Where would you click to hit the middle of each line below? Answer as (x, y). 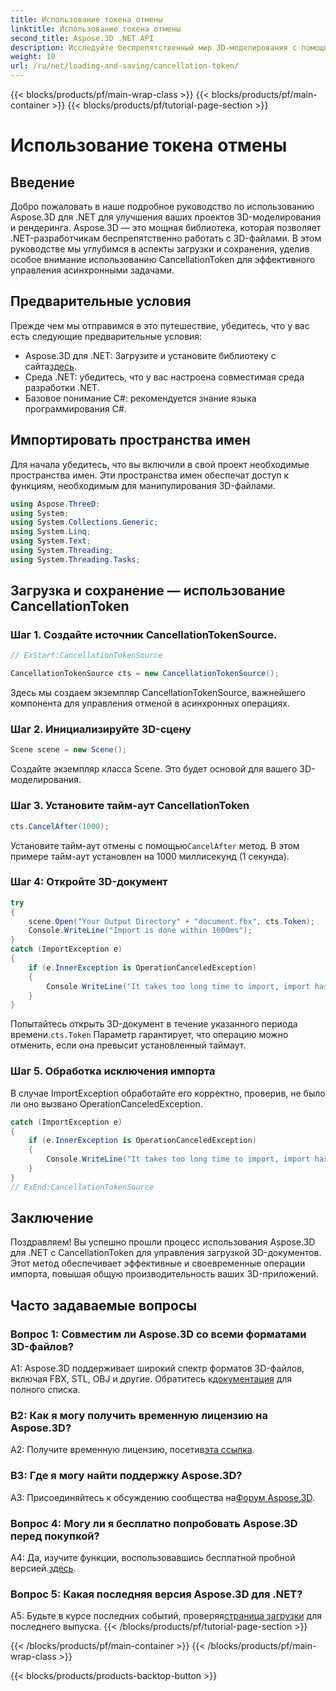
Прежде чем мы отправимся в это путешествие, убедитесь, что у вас (160, 325)
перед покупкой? (55, 1536)
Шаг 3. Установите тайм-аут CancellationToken (130, 806)
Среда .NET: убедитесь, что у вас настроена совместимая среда (164, 377)
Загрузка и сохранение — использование (148, 591)
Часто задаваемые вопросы (104, 1305)
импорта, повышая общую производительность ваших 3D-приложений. (164, 1274)
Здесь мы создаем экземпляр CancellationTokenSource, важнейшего (158, 693)
